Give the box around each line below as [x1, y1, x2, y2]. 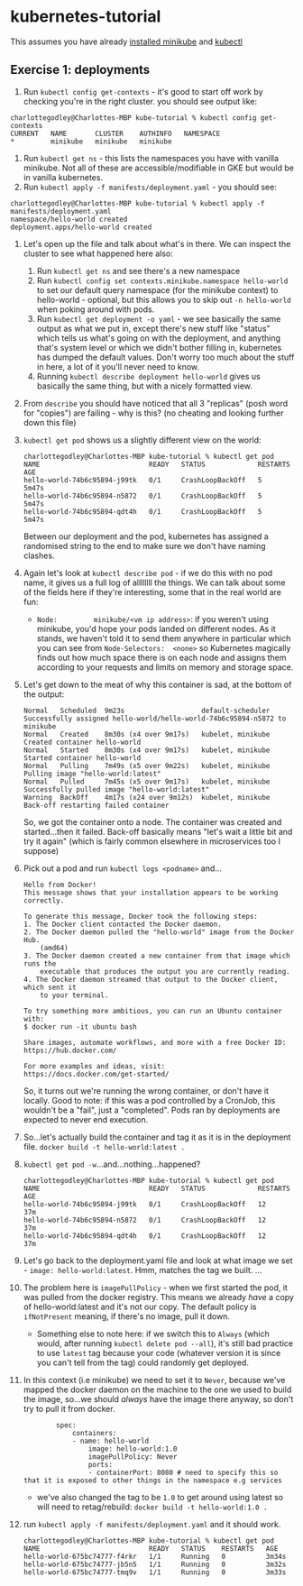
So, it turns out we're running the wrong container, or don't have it [23, 1085, 270, 1096]
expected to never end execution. [23, 1114, 149, 1124]
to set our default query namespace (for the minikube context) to [36, 284, 279, 295]
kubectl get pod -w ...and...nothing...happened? [23, 1159, 201, 1169]
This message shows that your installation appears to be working [23, 888, 279, 897]
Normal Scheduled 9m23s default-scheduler [23, 706, 271, 715]
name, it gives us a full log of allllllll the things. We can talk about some [23, 577, 286, 588]
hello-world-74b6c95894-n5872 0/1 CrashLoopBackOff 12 [23, 1215, 267, 1224]
